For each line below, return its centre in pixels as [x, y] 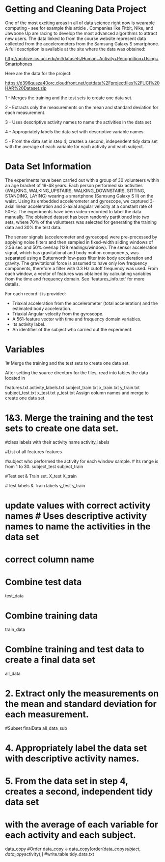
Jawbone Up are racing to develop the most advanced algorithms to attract [81, 33]
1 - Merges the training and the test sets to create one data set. [69, 98]
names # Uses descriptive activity [76, 516]
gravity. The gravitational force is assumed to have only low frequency [76, 263]
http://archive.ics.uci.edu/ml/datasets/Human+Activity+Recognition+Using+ [82, 58]
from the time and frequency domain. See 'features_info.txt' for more [75, 279]
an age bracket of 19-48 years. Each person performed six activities [74, 185]
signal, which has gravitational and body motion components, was [72, 252]
